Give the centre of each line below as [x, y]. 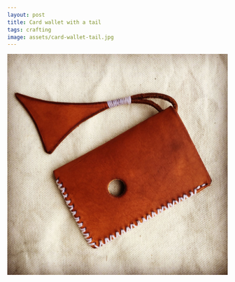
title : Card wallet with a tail [54, 22]
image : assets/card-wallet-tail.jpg [60, 37]
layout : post [26, 15]
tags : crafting [29, 29]
